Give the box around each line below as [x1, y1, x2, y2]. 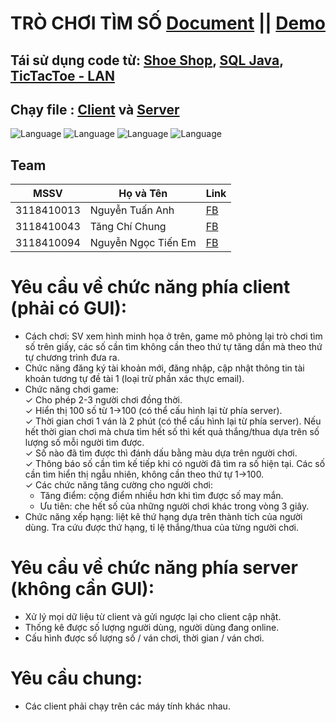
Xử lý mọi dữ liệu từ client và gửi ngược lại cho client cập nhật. [24, 611, 282, 623]
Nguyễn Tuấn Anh [89, 203, 175, 217]
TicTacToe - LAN [10, 67, 115, 84]
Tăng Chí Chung [89, 220, 167, 234]
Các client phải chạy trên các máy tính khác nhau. [24, 700, 231, 712]
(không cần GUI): [10, 578, 155, 601]
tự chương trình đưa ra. [24, 352, 120, 364]
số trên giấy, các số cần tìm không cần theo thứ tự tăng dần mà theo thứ [24, 341, 323, 353]
